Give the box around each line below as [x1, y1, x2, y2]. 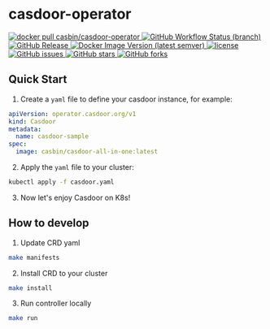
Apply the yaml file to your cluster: [20, 162, 134, 171]
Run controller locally [20, 298, 92, 309]
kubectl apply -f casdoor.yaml [8, 178, 115, 186]
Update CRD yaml [20, 237, 81, 248]
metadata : [8, 125, 42, 133]
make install [8, 284, 53, 292]
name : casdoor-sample [15, 132, 89, 141]
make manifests [8, 253, 60, 262]
